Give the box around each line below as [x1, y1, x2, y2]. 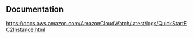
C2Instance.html [6, 26, 45, 33]
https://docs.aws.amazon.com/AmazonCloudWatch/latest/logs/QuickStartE [6, 20, 187, 26]
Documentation [6, 5, 64, 14]
